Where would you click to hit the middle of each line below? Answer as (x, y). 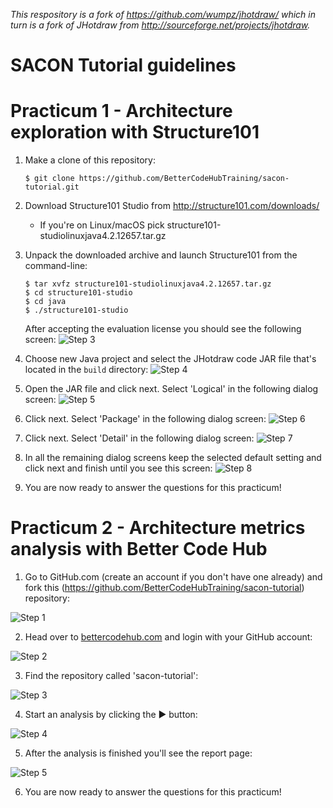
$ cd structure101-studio (78, 293)
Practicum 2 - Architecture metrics (158, 528)
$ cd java (45, 302)
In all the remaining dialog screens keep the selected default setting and (173, 458)
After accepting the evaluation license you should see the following (163, 329)
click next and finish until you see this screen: (118, 468)
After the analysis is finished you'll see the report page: (138, 753)
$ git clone (49, 179)
